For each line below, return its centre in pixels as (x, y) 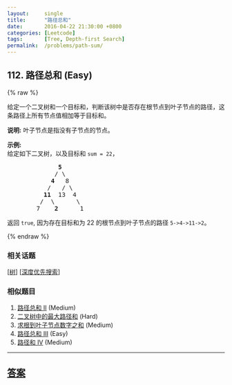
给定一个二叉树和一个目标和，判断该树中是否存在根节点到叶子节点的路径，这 (116, 106)
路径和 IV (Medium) (45, 342)
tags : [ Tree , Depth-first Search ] (66, 39)
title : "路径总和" (39, 20)
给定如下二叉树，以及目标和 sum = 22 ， (63, 153)
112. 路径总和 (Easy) (50, 76)
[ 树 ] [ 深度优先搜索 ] (34, 272)
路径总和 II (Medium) (46, 308)
